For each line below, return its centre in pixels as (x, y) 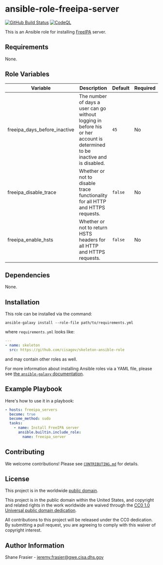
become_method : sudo (30, 419)
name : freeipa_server (44, 437)
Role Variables (27, 74)
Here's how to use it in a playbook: (40, 401)
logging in (90, 120)
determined (92, 145)
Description (93, 88)
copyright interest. (24, 530)
